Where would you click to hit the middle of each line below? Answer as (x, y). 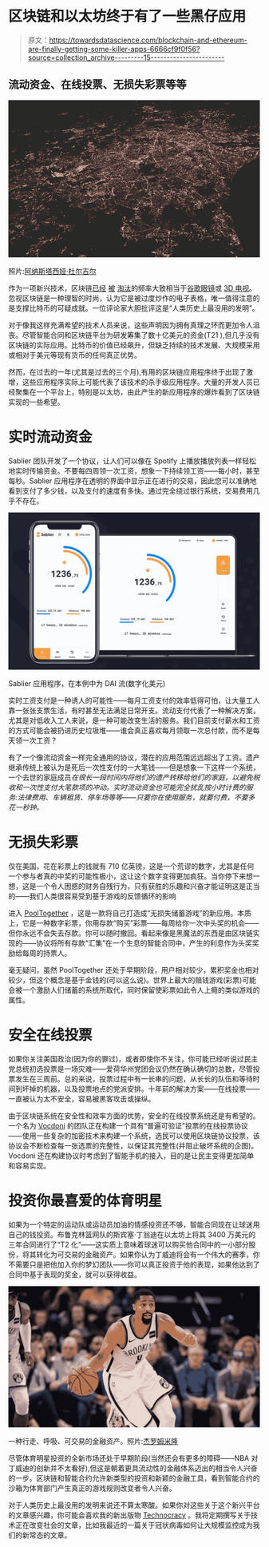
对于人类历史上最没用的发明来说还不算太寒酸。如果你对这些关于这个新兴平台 (134, 1505)
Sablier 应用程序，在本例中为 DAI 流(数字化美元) (87, 683)
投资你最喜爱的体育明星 (85, 1201)
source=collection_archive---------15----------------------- (126, 58)
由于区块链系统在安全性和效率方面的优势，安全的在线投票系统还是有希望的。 (134, 1116)
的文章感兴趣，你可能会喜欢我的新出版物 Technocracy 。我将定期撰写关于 (130, 1515)
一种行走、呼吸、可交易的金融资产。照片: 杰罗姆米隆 (93, 1441)
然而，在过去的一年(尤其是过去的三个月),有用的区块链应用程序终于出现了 (127, 371)
